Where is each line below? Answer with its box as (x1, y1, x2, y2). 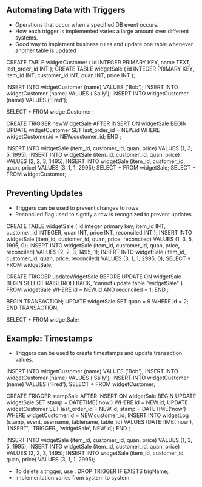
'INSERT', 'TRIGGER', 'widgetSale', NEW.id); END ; (6, 425, 130, 432)
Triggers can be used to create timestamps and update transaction (15, 350, 183, 357)
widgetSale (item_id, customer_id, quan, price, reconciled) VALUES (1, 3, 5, (6, 235, 194, 243)
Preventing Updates (6, 188, 84, 198)
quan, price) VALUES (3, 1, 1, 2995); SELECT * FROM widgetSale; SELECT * (6, 164, 196, 171)
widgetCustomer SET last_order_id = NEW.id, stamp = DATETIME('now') (6, 406, 186, 413)
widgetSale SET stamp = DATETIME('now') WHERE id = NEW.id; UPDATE (6, 399, 188, 406)
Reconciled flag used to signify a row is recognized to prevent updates (15, 210, 192, 218)
